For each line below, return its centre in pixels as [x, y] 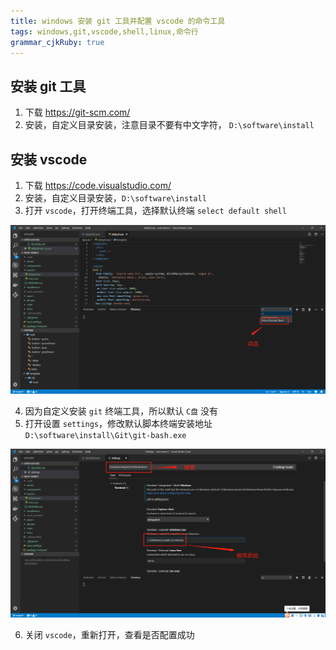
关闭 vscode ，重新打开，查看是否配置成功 [109, 635]
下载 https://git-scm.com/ [77, 112]
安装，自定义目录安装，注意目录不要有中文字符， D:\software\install [169, 125]
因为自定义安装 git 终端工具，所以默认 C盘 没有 [121, 411]
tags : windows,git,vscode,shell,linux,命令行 [104, 31]
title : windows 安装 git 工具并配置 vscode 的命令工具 [118, 21]
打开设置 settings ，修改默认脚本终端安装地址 [118, 424]
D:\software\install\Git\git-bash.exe [105, 436]
